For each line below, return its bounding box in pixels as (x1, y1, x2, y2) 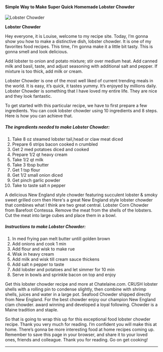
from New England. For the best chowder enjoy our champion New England (5, 297, 156, 303)
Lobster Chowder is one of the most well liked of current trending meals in (5, 78, 154, 84)
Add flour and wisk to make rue (12, 246, 75, 252)
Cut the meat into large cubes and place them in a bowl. (5, 213, 117, 218)
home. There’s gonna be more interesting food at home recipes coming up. (5, 327, 155, 333)
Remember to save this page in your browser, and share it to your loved (5, 332, 148, 337)
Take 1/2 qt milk (12, 157, 44, 163)
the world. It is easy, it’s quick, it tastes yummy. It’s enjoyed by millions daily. (5, 83, 157, 89)
